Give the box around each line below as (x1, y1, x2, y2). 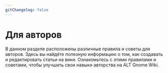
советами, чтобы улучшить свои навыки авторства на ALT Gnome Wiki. (5, 61, 159, 68)
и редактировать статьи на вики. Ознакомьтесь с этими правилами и (5, 56, 156, 62)
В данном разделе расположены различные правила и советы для (5, 46, 150, 52)
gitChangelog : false (5, 7, 49, 13)
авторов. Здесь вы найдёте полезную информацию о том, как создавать (5, 51, 163, 57)
